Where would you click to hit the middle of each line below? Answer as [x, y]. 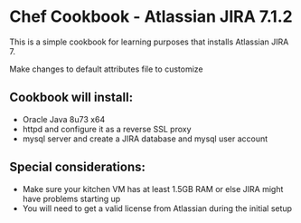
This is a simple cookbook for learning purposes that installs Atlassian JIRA [149, 42]
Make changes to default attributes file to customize [106, 69]
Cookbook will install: [71, 97]
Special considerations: [78, 167]
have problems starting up [71, 199]
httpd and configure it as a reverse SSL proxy [107, 129]
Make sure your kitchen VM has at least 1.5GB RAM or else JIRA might [153, 189]
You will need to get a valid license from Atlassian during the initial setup [157, 208]
